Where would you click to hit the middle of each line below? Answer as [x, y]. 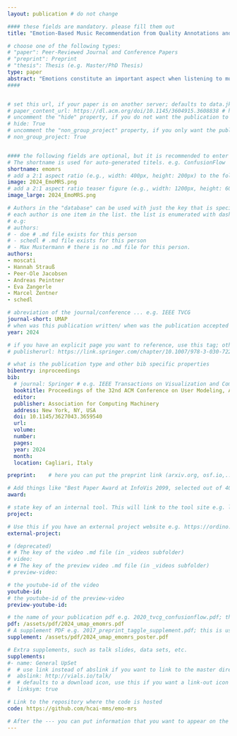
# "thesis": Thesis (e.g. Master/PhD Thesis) [75, 66]
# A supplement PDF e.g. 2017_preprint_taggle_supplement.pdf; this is [115, 631]
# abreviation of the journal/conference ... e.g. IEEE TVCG [99, 313]
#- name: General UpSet [42, 663]
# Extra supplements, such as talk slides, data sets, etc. [98, 650]
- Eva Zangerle [30, 286]
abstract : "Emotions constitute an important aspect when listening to [115, 78]
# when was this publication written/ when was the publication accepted [118, 325]
